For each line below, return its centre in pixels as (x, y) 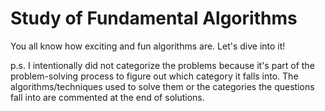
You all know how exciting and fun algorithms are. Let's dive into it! (148, 46)
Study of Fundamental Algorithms (154, 18)
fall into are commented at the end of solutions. (107, 97)
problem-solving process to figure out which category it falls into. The (154, 76)
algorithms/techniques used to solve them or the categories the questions (162, 86)
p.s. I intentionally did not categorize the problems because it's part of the (162, 65)
